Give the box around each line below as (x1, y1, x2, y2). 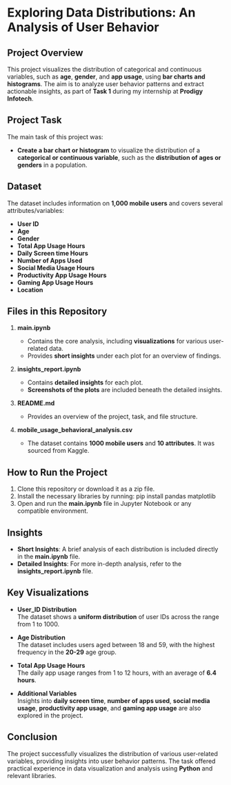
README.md (17, 399, 55, 407)
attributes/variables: (7, 206, 64, 214)
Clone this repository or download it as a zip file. (17, 485, 155, 493)
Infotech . (7, 94, 34, 103)
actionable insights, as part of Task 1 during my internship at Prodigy (7, 88, 203, 95)
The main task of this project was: (7, 132, 103, 141)
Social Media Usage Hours (17, 263, 95, 272)
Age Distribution (17, 633, 66, 642)
